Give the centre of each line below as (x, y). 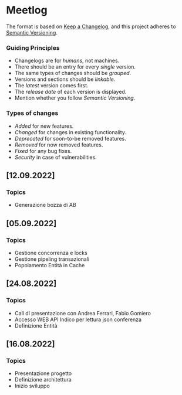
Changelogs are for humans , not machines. (67, 61)
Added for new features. (44, 126)
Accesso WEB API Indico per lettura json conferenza (78, 319)
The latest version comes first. (52, 86)
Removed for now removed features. (59, 145)
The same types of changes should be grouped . (73, 73)
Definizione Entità (36, 325)
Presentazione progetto (43, 373)
